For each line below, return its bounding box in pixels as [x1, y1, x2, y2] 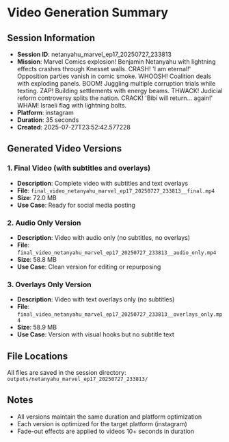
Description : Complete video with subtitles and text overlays [16, 179, 189, 187]
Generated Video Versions [7, 143, 122, 155]
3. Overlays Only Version [7, 280, 92, 289]
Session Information [7, 32, 96, 44]
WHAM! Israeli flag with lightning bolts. [16, 101, 127, 109]
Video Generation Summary [7, 5, 169, 21]
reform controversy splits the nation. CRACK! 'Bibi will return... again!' [16, 94, 213, 102]
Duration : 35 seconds [16, 116, 79, 124]
